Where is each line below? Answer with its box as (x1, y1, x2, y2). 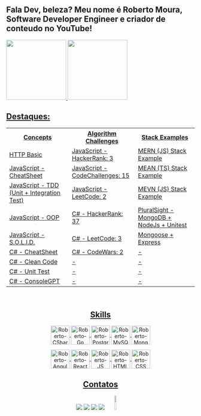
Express (138, 238, 161, 246)
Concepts (23, 133, 52, 141)
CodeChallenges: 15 (71, 171, 130, 179)
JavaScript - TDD (9, 181, 59, 189)
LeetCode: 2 (71, 192, 106, 200)
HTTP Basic (9, 150, 42, 158)
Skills (90, 310, 111, 320)
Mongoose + (138, 230, 174, 239)
